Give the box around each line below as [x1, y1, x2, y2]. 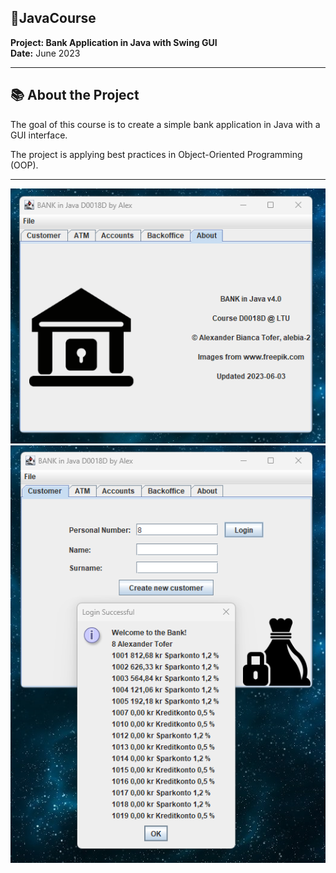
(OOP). [10, 159, 39, 171]
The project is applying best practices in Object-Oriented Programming [10, 148, 303, 160]
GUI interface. [10, 129, 68, 141]
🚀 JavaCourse [10, 10, 97, 27]
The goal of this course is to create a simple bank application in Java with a [10, 118, 321, 130]
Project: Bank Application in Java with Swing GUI [10, 36, 218, 48]
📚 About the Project [10, 87, 140, 104]
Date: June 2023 [10, 47, 81, 59]
